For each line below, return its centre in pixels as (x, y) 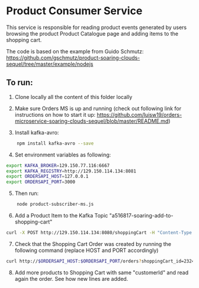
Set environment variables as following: (63, 155)
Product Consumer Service (74, 11)
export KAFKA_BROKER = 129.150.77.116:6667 (58, 165)
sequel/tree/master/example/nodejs (50, 64)
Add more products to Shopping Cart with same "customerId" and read (102, 272)
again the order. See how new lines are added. (71, 279)
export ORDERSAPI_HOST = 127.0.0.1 (47, 177)
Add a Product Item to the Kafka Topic (61, 215)
